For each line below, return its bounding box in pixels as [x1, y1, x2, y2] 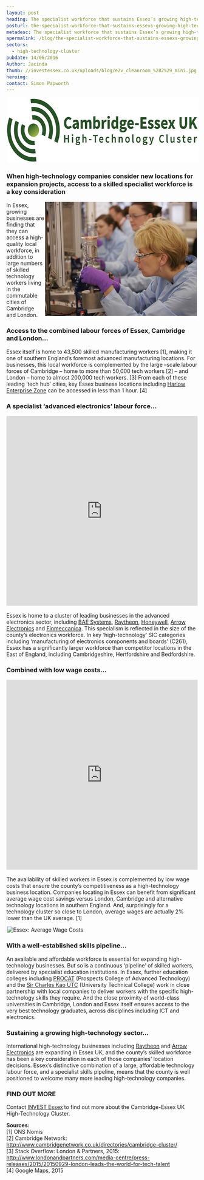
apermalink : [6, 35, 36, 42]
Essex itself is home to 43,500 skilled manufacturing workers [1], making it [6, 348, 192, 355]
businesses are [6, 214, 44, 222]
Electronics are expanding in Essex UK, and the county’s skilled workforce [6, 1048, 192, 1056]
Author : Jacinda [6, 61, 47, 67]
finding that [6, 221, 35, 228]
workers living [6, 279, 42, 287]
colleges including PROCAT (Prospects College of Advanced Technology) [6, 975, 190, 982]
